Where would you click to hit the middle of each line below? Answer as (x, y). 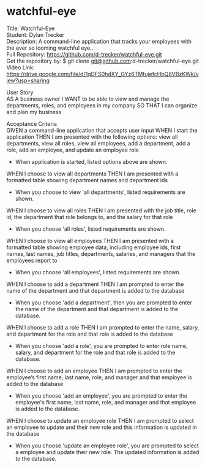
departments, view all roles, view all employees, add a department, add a (99, 143)
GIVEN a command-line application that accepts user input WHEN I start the (102, 130)
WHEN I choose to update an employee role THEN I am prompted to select (100, 420)
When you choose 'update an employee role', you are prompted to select (107, 446)
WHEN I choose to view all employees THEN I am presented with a (90, 241)
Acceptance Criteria (32, 123)
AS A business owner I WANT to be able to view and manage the (88, 99)
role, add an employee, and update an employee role (73, 150)
